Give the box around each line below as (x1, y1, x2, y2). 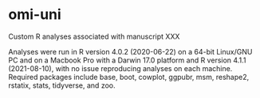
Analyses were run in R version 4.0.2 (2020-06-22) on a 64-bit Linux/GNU (8, 47, 253, 56)
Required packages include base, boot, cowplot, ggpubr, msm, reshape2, (8, 72, 250, 81)
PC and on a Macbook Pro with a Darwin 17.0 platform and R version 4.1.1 (8, 55, 246, 65)
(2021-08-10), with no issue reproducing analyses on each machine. (8, 63, 233, 73)
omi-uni (8, 6, 61, 24)
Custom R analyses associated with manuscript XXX (8, 32, 180, 41)
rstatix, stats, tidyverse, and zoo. (8, 81, 116, 90)
